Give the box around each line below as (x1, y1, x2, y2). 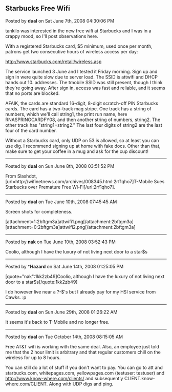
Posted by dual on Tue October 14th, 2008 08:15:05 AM (5, 334, 123, 340)
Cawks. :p (5, 294, 27, 300)
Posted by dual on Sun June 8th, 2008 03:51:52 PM (5, 163, 115, 169)
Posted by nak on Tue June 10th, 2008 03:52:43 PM (5, 239, 116, 245)
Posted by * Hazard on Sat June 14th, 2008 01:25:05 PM (5, 263, 124, 269)
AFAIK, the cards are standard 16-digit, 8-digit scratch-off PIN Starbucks (5, 100, 159, 106)
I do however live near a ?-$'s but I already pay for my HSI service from (5, 288, 156, 295)
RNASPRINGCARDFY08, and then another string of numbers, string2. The (5, 116, 161, 123)
